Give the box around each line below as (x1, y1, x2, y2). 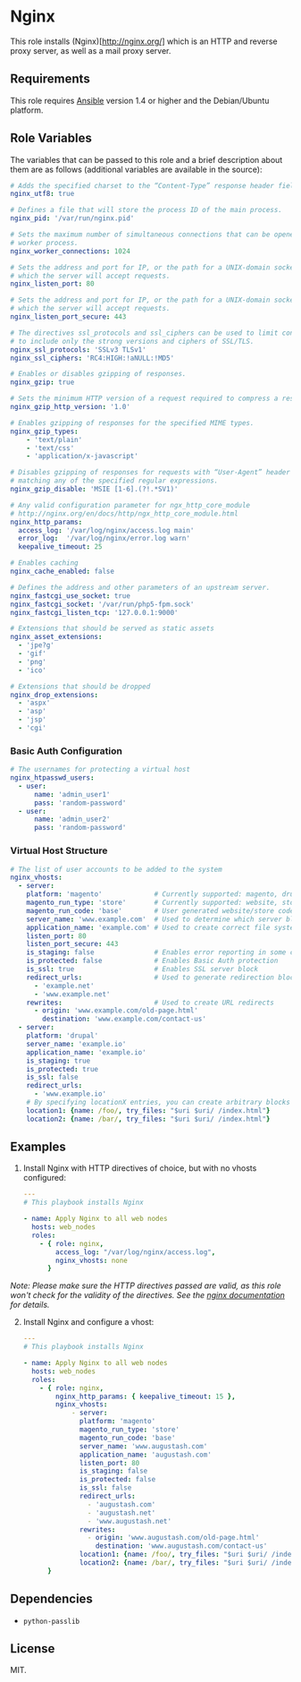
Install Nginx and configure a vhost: (22, 1317, 155, 1328)
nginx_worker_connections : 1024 (10, 246, 130, 256)
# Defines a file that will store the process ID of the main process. (10, 206, 282, 215)
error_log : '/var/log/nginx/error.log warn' (18, 534, 191, 543)
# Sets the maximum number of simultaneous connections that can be (10, 230, 271, 239)
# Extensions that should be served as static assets (10, 624, 215, 633)
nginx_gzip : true (10, 378, 75, 387)
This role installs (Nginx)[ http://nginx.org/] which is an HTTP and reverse (10, 36, 278, 47)
